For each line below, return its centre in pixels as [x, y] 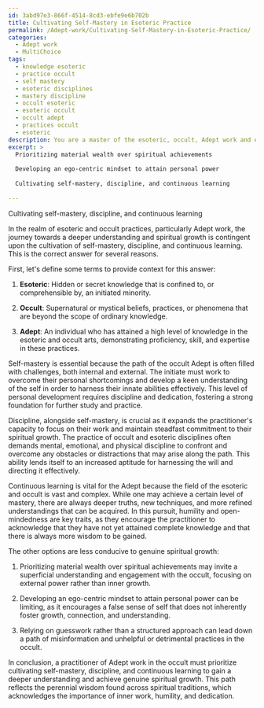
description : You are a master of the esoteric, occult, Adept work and [130, 140]
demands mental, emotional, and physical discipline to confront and [118, 445]
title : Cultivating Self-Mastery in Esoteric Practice [100, 23]
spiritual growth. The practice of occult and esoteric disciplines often [120, 437]
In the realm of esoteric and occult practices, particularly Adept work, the [127, 228]
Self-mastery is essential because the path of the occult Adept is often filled [131, 363]
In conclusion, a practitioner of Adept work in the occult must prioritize [123, 662]
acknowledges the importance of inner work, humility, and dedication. [121, 695]
